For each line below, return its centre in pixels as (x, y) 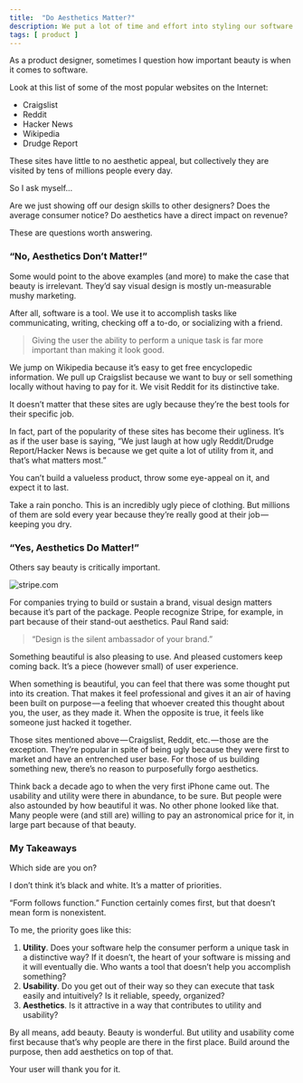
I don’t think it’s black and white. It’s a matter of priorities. (116, 886)
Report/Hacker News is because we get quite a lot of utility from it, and (142, 450)
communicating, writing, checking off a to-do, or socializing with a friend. (146, 322)
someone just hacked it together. (71, 722)
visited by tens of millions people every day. (91, 171)
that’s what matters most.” (58, 460)
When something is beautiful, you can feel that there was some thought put (150, 684)
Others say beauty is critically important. (85, 567)
